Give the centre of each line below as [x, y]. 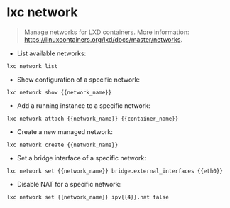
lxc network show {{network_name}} [59, 92]
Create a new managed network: [65, 131]
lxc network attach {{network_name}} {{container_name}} [93, 119]
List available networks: [51, 53]
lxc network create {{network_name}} [62, 145]
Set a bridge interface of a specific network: [81, 158]
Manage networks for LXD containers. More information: [106, 32]
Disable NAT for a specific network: [69, 184]
